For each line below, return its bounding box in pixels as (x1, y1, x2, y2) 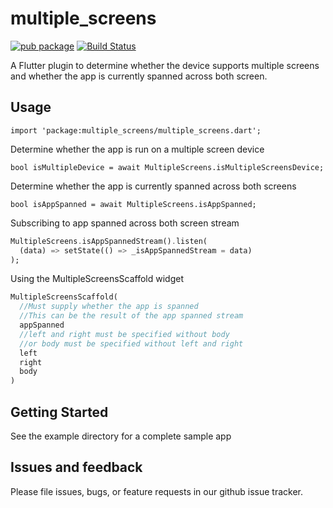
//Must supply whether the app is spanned (19, 302, 199, 312)
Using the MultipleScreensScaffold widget (10, 273, 184, 285)
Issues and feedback (10, 459, 143, 476)
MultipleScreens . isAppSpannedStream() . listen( (10, 236, 208, 246)
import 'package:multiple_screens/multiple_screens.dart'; (10, 125, 262, 136)
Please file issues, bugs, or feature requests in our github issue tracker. (10, 485, 304, 497)
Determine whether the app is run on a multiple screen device (10, 143, 265, 155)
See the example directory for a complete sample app (10, 430, 232, 442)
